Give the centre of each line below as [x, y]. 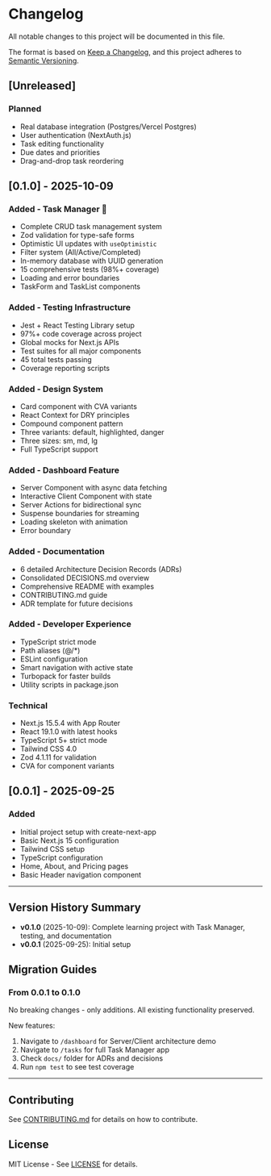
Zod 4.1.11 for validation [58, 757]
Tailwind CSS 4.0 [48, 749]
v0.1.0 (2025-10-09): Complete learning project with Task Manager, [133, 927]
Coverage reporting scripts [65, 368]
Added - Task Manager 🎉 [58, 209]
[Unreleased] [42, 86]
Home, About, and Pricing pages [74, 866]
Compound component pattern [71, 423]
